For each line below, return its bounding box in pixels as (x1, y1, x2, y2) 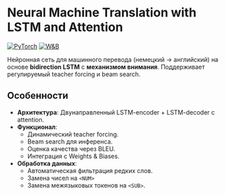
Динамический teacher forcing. (27, 130, 119, 138)
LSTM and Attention (7, 19, 123, 35)
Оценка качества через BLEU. (27, 144, 115, 152)
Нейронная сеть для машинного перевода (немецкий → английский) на (7, 55, 219, 63)
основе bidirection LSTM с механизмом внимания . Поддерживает (7, 62, 205, 71)
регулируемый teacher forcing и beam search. (7, 70, 141, 78)
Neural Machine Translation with (7, 5, 197, 21)
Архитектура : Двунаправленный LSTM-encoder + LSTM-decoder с (16, 108, 215, 116)
